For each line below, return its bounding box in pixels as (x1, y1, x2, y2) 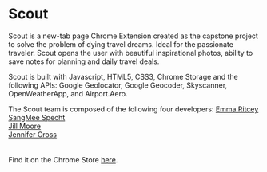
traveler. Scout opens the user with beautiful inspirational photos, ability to (8, 48, 253, 57)
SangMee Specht (8, 112, 66, 122)
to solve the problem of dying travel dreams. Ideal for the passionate (8, 39, 234, 49)
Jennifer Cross (8, 129, 58, 139)
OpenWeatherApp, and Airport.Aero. (8, 88, 128, 98)
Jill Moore (8, 121, 42, 131)
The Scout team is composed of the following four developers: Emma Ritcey (8, 104, 259, 114)
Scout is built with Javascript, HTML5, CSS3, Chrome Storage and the (8, 72, 238, 81)
